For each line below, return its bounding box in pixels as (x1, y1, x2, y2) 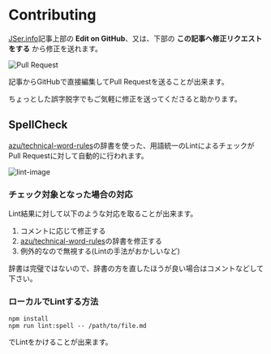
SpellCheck (8, 118, 68, 132)
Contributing (8, 6, 97, 24)
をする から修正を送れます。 (8, 43, 103, 54)
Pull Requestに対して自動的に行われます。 (8, 150, 148, 160)
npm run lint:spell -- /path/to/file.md (8, 322, 148, 330)
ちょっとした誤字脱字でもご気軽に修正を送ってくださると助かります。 (8, 93, 242, 103)
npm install (8, 315, 49, 323)
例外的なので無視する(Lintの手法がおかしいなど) (19, 246, 181, 257)
